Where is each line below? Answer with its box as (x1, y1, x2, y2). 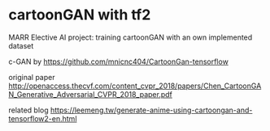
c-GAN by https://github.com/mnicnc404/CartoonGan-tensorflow (8, 57, 229, 66)
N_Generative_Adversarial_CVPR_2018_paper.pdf (8, 89, 172, 99)
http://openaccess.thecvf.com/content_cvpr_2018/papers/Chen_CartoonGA (8, 81, 262, 91)
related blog (8, 105, 49, 115)
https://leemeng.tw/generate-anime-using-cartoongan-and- (50, 105, 253, 115)
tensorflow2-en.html (8, 113, 77, 123)
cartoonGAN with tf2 (8, 6, 151, 24)
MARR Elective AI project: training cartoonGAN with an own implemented (8, 32, 253, 42)
